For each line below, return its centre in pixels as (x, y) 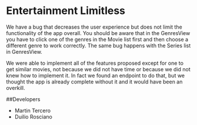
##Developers (23, 99)
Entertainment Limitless (66, 11)
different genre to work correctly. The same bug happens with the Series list (98, 46)
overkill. (16, 88)
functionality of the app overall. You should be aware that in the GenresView (98, 33)
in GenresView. (24, 51)
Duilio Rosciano (34, 117)
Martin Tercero (33, 110)
